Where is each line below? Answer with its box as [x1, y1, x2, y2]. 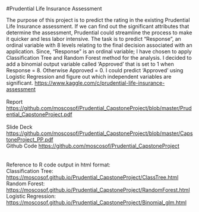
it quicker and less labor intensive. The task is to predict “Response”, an [6, 36, 181, 42]
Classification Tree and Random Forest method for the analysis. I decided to [6, 54, 192, 61]
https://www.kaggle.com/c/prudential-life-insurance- [34, 79, 165, 86]
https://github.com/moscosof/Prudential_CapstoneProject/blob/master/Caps [6, 130, 193, 137]
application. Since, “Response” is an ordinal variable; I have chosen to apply [6, 48, 192, 55]
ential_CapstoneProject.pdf [6, 111, 72, 118]
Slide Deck [6, 124, 33, 130]
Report [6, 98, 23, 105]
